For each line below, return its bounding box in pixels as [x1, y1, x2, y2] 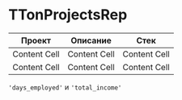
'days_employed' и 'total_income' [8, 82, 122, 92]
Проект [21, 35, 51, 46]
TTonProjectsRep [8, 6, 128, 24]
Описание [70, 35, 112, 46]
